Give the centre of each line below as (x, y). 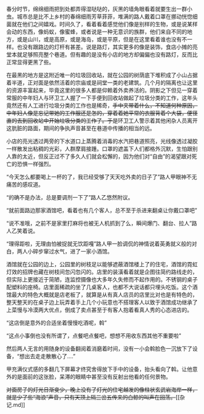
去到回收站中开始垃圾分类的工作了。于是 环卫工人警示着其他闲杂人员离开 (107, 121)
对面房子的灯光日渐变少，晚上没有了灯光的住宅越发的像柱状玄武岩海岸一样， (102, 390)
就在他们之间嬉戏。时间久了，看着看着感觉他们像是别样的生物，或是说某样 (104, 24)
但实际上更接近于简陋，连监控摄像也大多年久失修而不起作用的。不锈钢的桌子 (102, 279)
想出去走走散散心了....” (47, 356)
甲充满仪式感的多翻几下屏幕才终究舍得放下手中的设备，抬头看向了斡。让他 (99, 369)
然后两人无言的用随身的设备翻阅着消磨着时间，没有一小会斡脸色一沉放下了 (99, 349)
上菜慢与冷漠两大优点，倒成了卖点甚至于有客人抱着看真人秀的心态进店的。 (99, 310)
